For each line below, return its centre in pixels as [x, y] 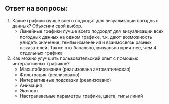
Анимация [31, 85]
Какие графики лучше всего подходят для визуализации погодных [85, 20]
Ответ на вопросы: [37, 8]
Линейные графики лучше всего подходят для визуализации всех [92, 31]
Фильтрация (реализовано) [50, 74]
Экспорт [29, 90]
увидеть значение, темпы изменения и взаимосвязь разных [86, 42]
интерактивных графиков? [41, 63]
